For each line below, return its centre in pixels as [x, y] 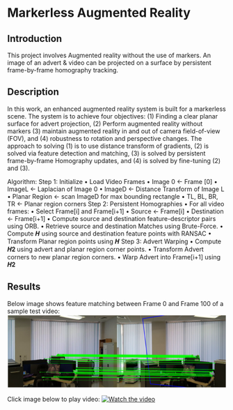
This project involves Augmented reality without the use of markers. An [109, 55]
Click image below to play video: [54, 399]
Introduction [35, 39]
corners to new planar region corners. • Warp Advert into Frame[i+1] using [114, 257]
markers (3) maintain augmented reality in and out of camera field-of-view [114, 131]
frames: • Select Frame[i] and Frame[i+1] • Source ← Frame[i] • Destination [115, 211]
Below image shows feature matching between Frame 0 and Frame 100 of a [115, 303]
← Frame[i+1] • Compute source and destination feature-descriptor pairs [112, 218]
